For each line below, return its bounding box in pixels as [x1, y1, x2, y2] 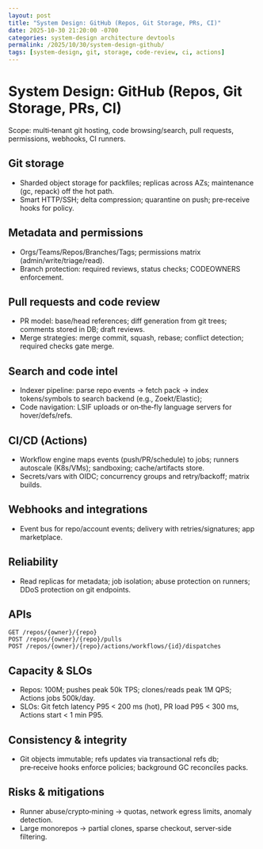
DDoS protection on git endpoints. [19, 584, 131, 594]
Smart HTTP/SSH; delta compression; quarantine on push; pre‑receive [19, 195, 250, 204]
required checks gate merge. [19, 341, 115, 351]
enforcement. [19, 272, 64, 282]
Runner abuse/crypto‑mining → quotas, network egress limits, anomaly [19, 806, 252, 816]
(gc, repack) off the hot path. [19, 186, 115, 196]
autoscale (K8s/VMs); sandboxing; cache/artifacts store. [19, 463, 204, 472]
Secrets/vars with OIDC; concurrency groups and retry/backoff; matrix [19, 472, 250, 481]
